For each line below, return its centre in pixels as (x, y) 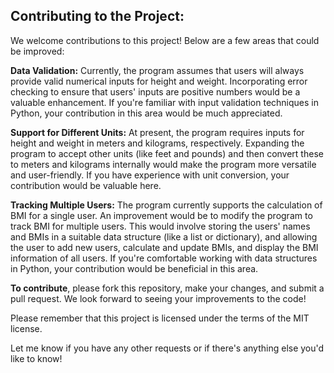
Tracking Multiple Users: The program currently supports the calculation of (166, 205)
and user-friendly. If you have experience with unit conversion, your (150, 175)
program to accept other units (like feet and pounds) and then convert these (167, 153)
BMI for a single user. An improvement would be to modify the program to (161, 215)
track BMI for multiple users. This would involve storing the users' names (160, 226)
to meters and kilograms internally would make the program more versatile (163, 164)
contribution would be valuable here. (86, 185)
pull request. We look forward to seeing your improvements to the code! (158, 298)
